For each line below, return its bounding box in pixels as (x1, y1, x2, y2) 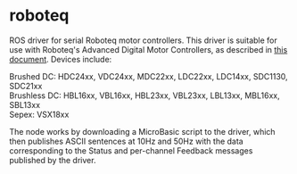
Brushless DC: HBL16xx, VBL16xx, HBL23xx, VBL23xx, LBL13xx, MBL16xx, (9, 90, 280, 101)
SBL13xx (9, 99, 41, 110)
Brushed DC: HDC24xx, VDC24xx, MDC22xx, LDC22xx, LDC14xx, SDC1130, (9, 70, 288, 81)
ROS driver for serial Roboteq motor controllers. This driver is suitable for (9, 35, 278, 46)
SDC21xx (9, 80, 43, 91)
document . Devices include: (9, 54, 112, 64)
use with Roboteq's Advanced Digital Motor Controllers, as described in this (9, 44, 288, 54)
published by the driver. (9, 154, 96, 165)
